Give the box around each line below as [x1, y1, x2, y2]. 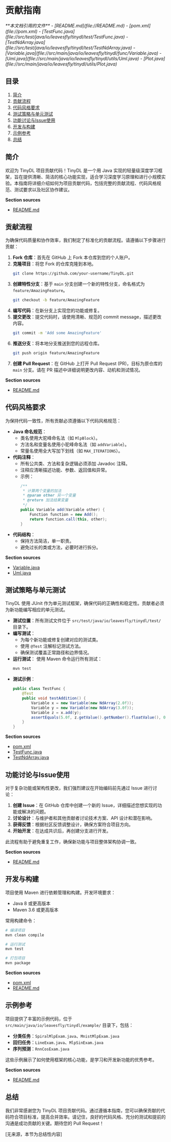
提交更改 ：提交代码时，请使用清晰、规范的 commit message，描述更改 [12, 314, 162, 320]
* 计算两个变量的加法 [22, 488, 62, 494]
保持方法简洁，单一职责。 [20, 538, 74, 544]
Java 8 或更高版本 [12, 900, 51, 906]
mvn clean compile [5, 932, 44, 937]
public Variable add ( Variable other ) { [20, 507, 105, 512]
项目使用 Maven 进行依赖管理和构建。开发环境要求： [5, 889, 116, 895]
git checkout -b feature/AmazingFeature [12, 298, 100, 303]
